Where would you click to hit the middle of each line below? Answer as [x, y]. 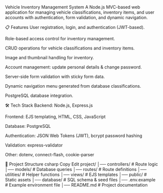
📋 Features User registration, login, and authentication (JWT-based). [75, 27]
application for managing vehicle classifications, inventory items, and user [80, 12]
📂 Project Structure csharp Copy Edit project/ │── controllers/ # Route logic [81, 164]
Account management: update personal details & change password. [73, 67]
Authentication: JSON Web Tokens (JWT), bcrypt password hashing [74, 136]
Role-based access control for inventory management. [60, 38]
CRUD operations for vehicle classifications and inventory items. [70, 48]
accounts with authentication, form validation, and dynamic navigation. [76, 17]
